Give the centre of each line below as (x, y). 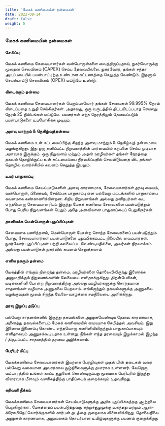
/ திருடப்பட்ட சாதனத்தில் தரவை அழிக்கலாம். (47, 339)
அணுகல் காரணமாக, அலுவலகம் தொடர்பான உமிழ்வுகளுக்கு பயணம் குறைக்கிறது (82, 418)
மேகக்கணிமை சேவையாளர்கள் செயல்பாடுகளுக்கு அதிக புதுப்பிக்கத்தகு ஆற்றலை (81, 401)
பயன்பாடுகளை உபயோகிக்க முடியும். (38, 120)
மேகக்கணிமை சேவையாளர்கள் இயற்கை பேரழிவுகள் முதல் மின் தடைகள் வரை (79, 362)
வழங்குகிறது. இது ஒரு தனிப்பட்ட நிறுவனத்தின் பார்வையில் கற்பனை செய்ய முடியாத (81, 148)
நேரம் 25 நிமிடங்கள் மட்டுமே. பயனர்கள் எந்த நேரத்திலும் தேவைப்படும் (72, 114)
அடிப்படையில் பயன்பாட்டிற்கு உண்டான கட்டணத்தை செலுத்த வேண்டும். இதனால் (81, 75)
